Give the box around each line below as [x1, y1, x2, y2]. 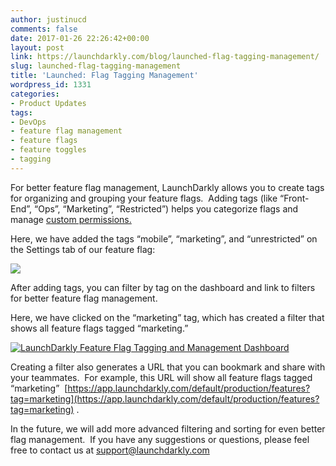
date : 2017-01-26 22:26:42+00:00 [10, 33, 150, 43]
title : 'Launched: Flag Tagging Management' [10, 71, 199, 81]
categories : [10, 89, 60, 99]
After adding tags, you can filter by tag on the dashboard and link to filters [10, 281, 316, 293]
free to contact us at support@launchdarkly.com [10, 444, 210, 456]
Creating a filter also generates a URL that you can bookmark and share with [10, 361, 326, 373]
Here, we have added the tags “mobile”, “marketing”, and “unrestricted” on [10, 232, 318, 245]
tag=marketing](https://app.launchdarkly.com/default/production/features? [10, 392, 320, 405]
